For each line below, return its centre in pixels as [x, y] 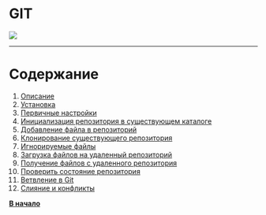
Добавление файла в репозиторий [79, 129]
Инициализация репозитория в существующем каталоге [116, 121]
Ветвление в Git [47, 180]
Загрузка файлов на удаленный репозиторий [96, 154]
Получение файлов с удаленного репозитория [99, 163]
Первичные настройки [58, 113]
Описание [37, 96]
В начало [24, 203]
